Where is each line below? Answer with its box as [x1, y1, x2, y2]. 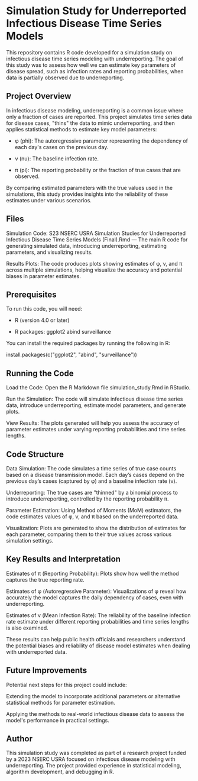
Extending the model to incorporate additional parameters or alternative [6, 692, 181, 699]
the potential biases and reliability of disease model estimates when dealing [6, 642, 190, 649]
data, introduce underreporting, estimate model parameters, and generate [6, 402, 186, 409]
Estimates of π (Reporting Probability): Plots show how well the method [6, 570, 179, 577]
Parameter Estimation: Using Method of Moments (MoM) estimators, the [6, 507, 182, 514]
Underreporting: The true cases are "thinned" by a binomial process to [6, 489, 178, 496]
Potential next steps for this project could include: [6, 681, 127, 688]
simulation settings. [6, 537, 54, 544]
